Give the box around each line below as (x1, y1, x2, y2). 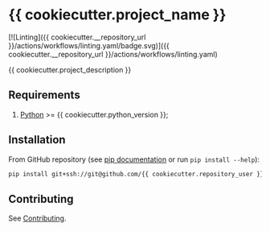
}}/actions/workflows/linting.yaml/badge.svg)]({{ (8, 40, 170, 50)
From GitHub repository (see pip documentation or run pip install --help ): (8, 155, 260, 164)
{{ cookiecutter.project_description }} (8, 64, 132, 74)
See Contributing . (8, 213, 67, 223)
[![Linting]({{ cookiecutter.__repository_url (8, 32, 146, 42)
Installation (8, 133, 66, 146)
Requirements (8, 89, 80, 102)
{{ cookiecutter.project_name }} (8, 6, 227, 24)
